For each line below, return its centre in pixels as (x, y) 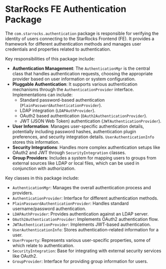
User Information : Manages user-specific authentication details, (78, 126)
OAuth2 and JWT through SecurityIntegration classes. (69, 153)
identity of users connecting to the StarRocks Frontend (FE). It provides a (80, 39)
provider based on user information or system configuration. (74, 79)
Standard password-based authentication (62, 100)
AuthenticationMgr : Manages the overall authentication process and (82, 187)
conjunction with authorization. (44, 168)
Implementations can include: (42, 95)
